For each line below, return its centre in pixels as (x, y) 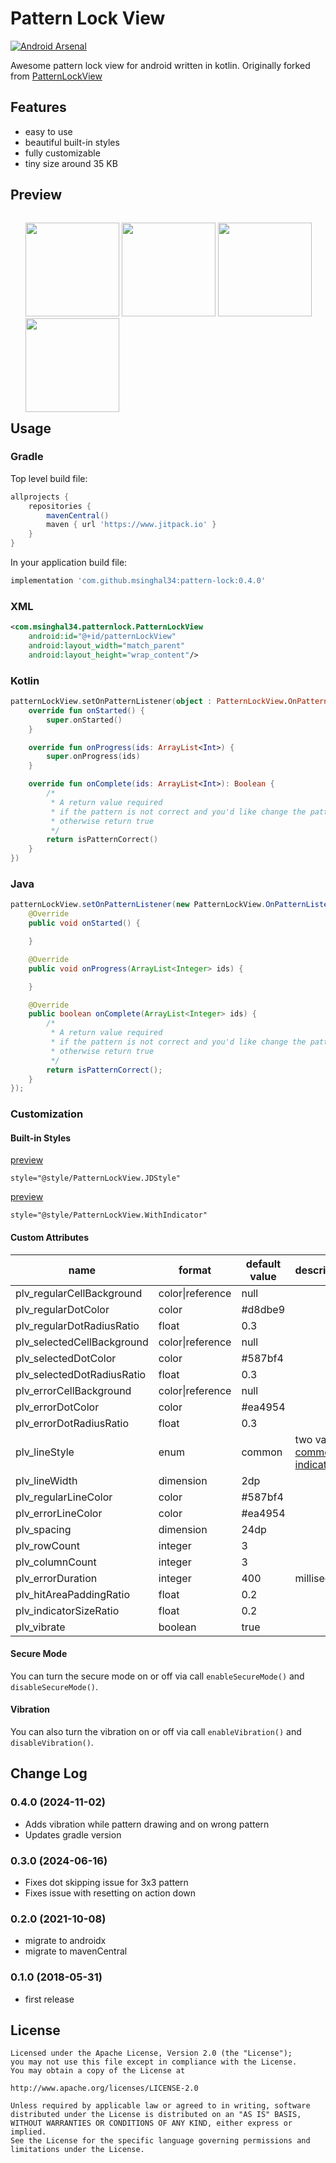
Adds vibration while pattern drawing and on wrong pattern (147, 1824)
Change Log (49, 1773)
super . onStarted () (84, 720)
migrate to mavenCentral (76, 1951)
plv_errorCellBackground (73, 1390)
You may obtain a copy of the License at (98, 2071)
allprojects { (40, 497)
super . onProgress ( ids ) (93, 757)
